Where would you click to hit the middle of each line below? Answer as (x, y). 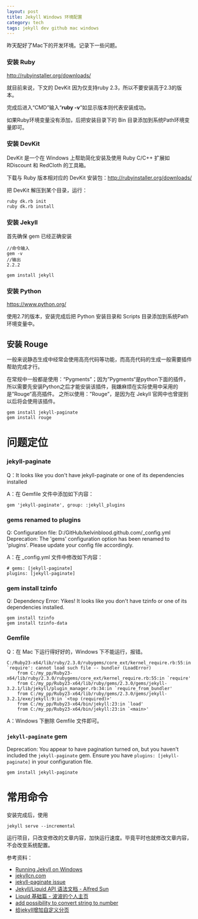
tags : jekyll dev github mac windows (53, 28)
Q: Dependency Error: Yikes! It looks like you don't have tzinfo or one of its (97, 601)
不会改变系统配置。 (30, 845)
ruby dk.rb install (31, 207)
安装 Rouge (28, 344)
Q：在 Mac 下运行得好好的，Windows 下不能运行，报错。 (76, 651)
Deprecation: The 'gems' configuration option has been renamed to (88, 539)
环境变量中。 (22, 324)
